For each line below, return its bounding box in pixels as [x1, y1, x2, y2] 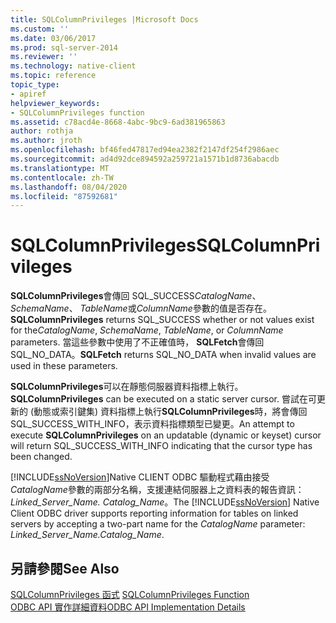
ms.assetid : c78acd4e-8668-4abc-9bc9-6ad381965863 [10, 117, 226, 127]
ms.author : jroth [10, 136, 83, 146]
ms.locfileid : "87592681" [10, 191, 118, 201]
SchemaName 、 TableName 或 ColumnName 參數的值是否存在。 [10, 302, 272, 315]
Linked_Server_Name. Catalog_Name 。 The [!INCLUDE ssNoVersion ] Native [10, 496, 320, 508]
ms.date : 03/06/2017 [10, 33, 97, 43]
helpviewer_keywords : [10, 98, 101, 108]
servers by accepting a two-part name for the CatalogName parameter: [10, 518, 306, 530]
